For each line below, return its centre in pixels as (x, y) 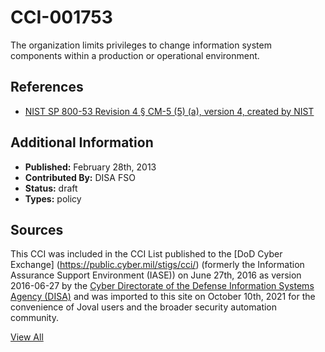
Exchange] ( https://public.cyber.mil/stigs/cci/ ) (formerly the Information (157, 265)
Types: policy (53, 198)
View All (27, 337)
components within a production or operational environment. (135, 55)
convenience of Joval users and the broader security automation (144, 307)
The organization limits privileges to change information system (141, 45)
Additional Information (82, 142)
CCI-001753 (61, 17)
